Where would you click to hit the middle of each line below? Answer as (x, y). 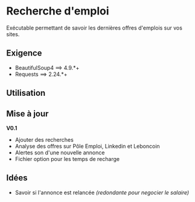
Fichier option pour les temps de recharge (67, 159)
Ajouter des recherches (44, 139)
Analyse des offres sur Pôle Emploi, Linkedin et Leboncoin (87, 146)
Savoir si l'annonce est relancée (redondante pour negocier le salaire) (102, 192)
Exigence (24, 53)
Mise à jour (27, 114)
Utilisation (26, 93)
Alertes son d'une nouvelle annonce (60, 153)
